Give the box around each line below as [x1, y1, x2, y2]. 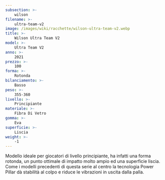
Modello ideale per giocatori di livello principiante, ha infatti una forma [5, 153, 151, 159]
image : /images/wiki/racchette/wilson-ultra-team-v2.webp [5, 26, 130, 31]
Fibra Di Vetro [14, 111, 47, 116]
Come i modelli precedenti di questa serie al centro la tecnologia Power [5, 164, 154, 170]
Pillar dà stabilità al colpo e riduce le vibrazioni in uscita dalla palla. [5, 169, 144, 175]
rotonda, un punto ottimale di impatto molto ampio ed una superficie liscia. [5, 158, 160, 164]
